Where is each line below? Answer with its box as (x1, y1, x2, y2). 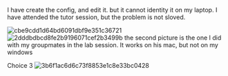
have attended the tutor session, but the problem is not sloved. (7, 13, 186, 21)
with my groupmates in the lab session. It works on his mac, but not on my (7, 41, 219, 49)
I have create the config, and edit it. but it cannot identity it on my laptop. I (7, 6, 218, 14)
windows (7, 48, 33, 56)
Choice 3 (7, 62, 33, 69)
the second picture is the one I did (124, 34, 222, 42)
